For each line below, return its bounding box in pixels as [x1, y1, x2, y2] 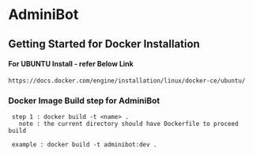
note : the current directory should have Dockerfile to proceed [18, 120, 239, 128]
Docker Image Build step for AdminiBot [8, 95, 160, 106]
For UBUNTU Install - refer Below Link [8, 59, 134, 69]
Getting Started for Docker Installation [8, 37, 200, 51]
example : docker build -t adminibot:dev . [11, 141, 157, 149]
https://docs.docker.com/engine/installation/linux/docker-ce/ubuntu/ [8, 77, 246, 85]
